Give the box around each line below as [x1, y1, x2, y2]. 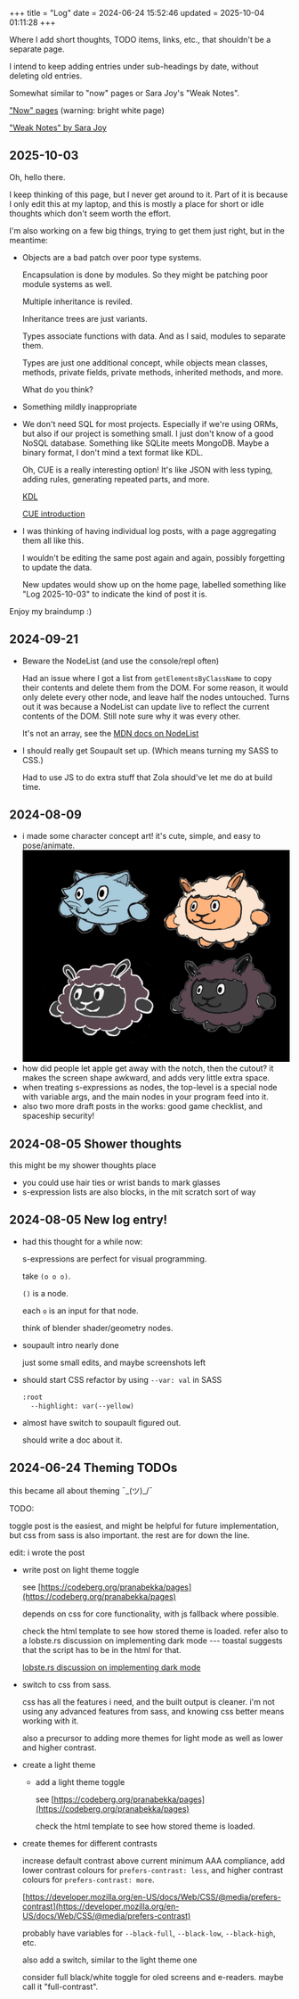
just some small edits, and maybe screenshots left [21, 1357, 206, 1368]
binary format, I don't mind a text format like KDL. [21, 447, 204, 457]
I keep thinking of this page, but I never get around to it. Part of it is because [9, 189, 288, 200]
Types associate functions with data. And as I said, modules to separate [21, 330, 287, 341]
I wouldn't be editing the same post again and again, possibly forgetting [21, 552, 286, 563]
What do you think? [21, 383, 93, 395]
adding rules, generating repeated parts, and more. [21, 473, 210, 484]
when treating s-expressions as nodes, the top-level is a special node [21, 1082, 278, 1093]
